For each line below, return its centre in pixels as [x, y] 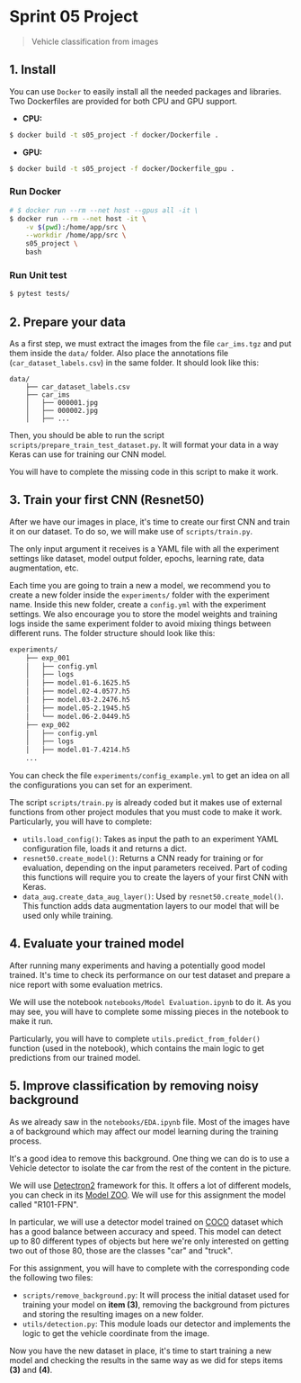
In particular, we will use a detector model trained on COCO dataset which [146, 1222]
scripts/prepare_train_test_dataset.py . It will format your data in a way [144, 445]
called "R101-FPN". [44, 1204]
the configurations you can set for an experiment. [101, 786]
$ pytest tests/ [40, 294]
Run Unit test [38, 274]
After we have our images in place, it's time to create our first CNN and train [150, 521]
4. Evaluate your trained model [97, 943]
